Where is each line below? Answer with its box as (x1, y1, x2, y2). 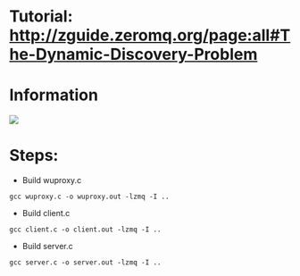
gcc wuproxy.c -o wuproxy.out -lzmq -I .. (9, 192, 170, 202)
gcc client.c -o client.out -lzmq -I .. (9, 225, 162, 234)
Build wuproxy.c (21, 175, 82, 186)
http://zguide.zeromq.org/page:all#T (9, 25, 291, 46)
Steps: (9, 146, 59, 166)
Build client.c (21, 208, 71, 219)
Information (9, 85, 98, 105)
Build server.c (21, 241, 73, 252)
